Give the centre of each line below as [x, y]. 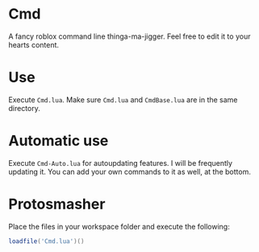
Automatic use [58, 141]
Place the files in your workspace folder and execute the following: [119, 226]
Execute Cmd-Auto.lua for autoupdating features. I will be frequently [120, 163]
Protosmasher [57, 204]
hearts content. [33, 44]
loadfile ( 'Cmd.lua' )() [46, 241]
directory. [24, 108]
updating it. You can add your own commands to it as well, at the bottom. [130, 171]
